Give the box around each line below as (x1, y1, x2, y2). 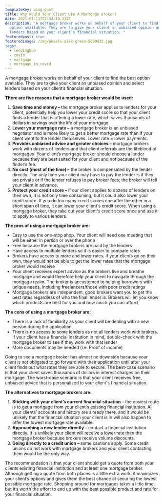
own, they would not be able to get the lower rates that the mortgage (12, 258, 150, 264)
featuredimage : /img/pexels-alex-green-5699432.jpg (5, 39, 112, 44)
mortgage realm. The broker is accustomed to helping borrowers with (12, 279, 152, 285)
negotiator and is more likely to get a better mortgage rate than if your (12, 130, 153, 136)
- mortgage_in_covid (9, 62, 51, 66)
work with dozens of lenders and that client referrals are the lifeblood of (12, 146, 157, 152)
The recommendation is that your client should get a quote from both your (5, 460, 154, 466)
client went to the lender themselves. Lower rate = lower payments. (12, 135, 148, 142)
